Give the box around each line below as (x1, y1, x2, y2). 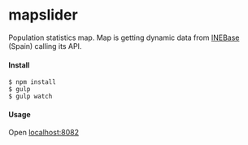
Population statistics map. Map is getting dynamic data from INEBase (8, 33, 240, 42)
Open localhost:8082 (8, 128, 80, 138)
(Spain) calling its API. (8, 41, 82, 51)
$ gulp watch (8, 92, 53, 101)
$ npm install (8, 78, 57, 86)
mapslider (8, 6, 79, 24)
